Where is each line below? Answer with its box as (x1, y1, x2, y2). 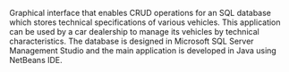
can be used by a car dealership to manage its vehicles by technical (9, 27, 259, 36)
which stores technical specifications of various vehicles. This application (9, 17, 281, 28)
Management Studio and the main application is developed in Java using (9, 45, 277, 56)
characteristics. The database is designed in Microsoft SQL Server (9, 36, 254, 46)
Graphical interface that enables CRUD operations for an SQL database (9, 8, 271, 18)
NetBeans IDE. (9, 55, 63, 65)
